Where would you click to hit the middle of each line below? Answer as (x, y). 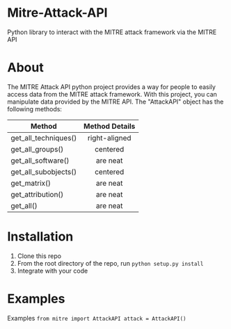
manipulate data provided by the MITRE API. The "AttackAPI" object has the (115, 102)
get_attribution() (37, 194)
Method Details (109, 126)
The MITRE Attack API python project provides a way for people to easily (111, 87)
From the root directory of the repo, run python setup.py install (110, 263)
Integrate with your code (53, 271)
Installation (40, 237)
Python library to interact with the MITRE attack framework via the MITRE (112, 32)
